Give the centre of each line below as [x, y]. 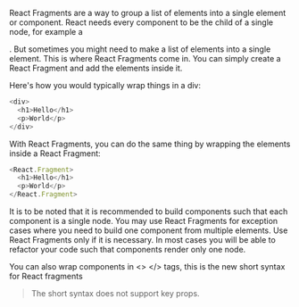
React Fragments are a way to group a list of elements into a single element [148, 13]
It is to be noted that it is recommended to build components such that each [149, 212]
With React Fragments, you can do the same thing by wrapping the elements [150, 144]
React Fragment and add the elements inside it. [96, 68]
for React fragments [46, 276]
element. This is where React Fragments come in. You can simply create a [145, 58]
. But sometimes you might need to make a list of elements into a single [140, 49]
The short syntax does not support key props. [115, 293]
